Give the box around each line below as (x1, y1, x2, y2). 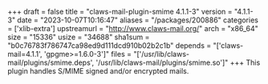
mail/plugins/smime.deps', (7, 58, 95, 67)
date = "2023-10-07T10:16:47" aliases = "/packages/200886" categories (17, 15, 258, 25)
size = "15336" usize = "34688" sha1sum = (7, 32, 150, 42)
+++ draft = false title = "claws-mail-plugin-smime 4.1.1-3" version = (7, 7, 233, 16)
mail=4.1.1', (7, 50, 43, 58)
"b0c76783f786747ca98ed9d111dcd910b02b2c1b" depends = (7, 41, 212, 50)
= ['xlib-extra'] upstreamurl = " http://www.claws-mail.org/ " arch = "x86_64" (7, 24, 258, 33)
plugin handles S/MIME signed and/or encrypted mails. (7, 66, 189, 75)
